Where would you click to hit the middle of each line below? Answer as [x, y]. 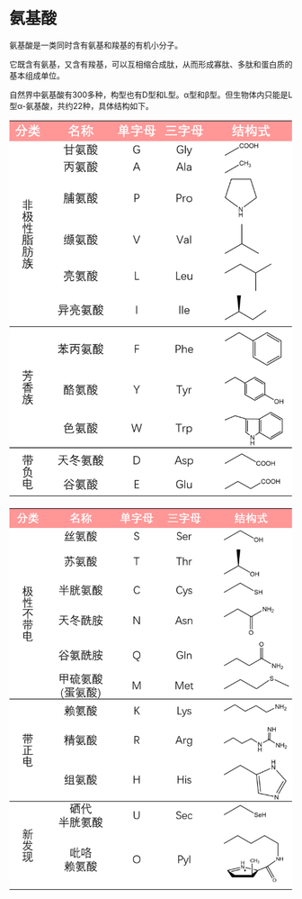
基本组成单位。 [37, 75]
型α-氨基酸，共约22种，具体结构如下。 [82, 105]
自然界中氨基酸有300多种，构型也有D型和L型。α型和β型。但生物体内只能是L [151, 95]
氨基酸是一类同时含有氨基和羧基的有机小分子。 [96, 45]
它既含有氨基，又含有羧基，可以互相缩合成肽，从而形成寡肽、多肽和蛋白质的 [151, 64]
